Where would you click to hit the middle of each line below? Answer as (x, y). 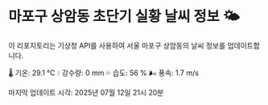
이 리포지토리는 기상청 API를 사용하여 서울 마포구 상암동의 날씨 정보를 (117, 45)
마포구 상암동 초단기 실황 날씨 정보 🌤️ (124, 17)
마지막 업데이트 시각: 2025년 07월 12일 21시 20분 (86, 92)
